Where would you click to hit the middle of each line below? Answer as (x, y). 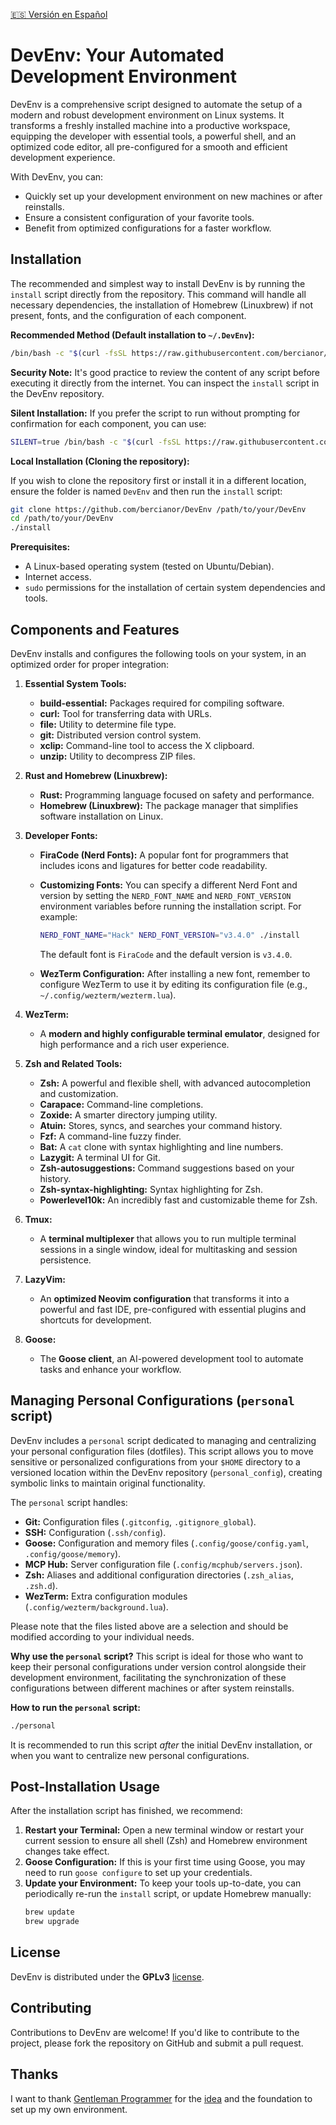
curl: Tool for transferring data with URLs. (125, 713)
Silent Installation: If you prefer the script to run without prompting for (155, 413)
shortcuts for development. (95, 1320)
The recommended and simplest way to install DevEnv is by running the (158, 283)
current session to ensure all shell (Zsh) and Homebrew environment (166, 1841)
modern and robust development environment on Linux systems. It (147, 115)
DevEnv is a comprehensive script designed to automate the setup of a (156, 104)
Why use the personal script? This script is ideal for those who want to (157, 1656)
